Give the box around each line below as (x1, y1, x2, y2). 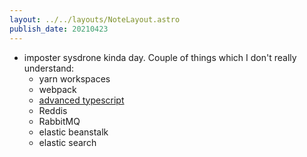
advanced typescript (38, 94, 125, 106)
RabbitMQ (38, 115, 81, 127)
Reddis (38, 104, 68, 116)
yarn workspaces (38, 72, 111, 85)
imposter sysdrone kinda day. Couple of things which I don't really (23, 51, 297, 63)
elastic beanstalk (38, 126, 109, 138)
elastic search (38, 136, 97, 148)
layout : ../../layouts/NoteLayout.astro (9, 14, 181, 25)
